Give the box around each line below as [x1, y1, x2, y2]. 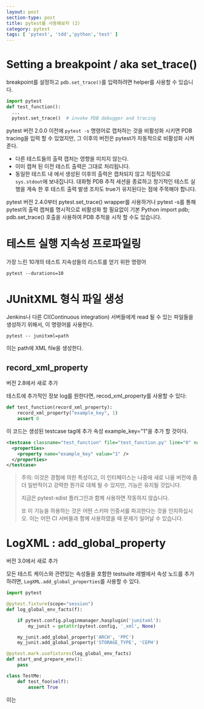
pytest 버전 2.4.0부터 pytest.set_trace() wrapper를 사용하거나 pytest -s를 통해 [6, 198, 196, 205]
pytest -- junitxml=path [6, 333, 69, 339]
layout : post [6, 8, 39, 15]
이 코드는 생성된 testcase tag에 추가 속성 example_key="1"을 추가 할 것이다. [6, 427, 188, 435]
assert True [28, 684, 59, 690]
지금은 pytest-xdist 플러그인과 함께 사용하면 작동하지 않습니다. [21, 494, 169, 501]
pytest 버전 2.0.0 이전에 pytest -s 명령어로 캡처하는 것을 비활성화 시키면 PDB [6, 127, 192, 134]
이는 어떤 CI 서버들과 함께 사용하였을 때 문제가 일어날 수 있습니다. [29, 515, 183, 522]
